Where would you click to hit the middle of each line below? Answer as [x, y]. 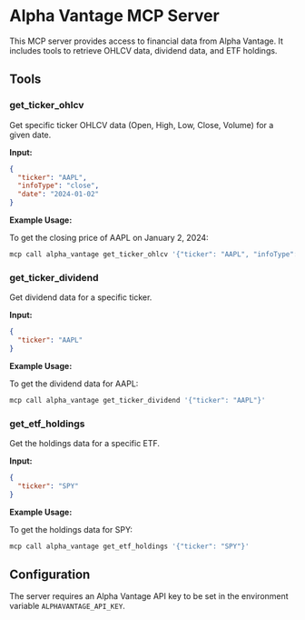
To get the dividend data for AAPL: [74, 384]
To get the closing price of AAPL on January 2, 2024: [109, 238]
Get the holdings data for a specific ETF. [85, 443]
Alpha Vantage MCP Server [114, 16]
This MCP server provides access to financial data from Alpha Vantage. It [147, 41]
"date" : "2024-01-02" [59, 195]
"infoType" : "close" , [59, 186]
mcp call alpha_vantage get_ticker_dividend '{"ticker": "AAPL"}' [138, 400]
